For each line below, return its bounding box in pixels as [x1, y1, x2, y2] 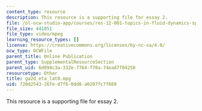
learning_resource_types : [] [6, 37, 79, 43]
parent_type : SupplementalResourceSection [6, 59, 114, 65]
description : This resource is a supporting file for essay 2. [6, 14, 168, 20]
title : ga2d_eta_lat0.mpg [6, 76, 71, 82]
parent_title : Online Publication [6, 53, 93, 59]
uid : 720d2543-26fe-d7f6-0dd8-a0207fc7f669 [6, 82, 117, 88]
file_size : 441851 [6, 25, 52, 32]
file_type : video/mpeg [6, 31, 63, 37]
